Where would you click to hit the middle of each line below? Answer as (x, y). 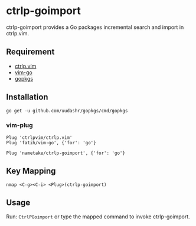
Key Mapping (31, 171)
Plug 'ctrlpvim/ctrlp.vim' (39, 137)
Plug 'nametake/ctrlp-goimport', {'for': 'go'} (66, 153)
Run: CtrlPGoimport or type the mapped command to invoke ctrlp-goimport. (98, 217)
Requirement (30, 52)
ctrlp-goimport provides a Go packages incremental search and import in (95, 27)
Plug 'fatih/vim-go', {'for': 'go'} (51, 142)
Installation (27, 97)
